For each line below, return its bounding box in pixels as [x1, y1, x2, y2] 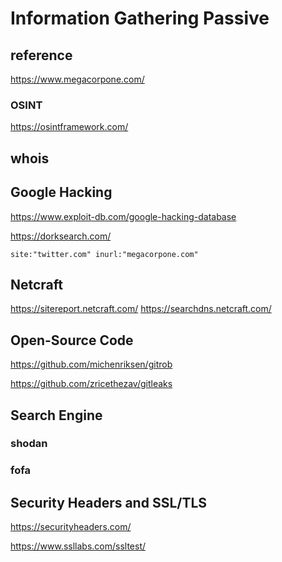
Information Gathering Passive [10, 7, 270, 30]
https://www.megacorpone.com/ [10, 73, 145, 85]
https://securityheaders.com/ [10, 521, 132, 533]
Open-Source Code [10, 332, 134, 349]
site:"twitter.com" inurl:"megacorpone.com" [10, 249, 199, 259]
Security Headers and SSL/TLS [10, 494, 208, 511]
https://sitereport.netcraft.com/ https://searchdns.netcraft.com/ [10, 303, 272, 315]
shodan [10, 437, 48, 451]
